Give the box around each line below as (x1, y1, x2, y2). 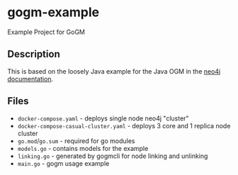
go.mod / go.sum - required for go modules (17, 136, 135, 145)
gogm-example (7, 4, 100, 21)
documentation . (7, 74, 54, 83)
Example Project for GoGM (7, 28, 85, 36)
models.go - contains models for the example (17, 144, 149, 152)
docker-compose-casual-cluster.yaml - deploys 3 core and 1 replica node (17, 121, 231, 130)
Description (7, 48, 60, 60)
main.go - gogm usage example (17, 159, 110, 167)
